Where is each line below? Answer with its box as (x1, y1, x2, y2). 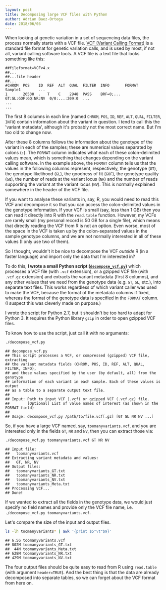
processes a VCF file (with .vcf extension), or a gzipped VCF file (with (5, 268, 149, 274)
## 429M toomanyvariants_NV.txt (5, 555, 72, 560)
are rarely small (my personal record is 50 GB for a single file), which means (5, 218, 160, 224)
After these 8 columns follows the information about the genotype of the (5, 139, 153, 145)
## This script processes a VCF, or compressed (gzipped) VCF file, (5, 353, 150, 358)
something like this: (5, 56, 45, 62)
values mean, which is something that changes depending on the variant (5, 155, 154, 161)
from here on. (5, 580, 33, 586)
